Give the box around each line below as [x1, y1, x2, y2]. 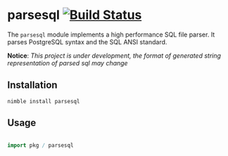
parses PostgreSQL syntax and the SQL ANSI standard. [7, 37, 167, 46]
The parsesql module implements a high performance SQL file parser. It [7, 30, 215, 39]
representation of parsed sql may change [7, 58, 128, 67]
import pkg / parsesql [7, 141, 74, 149]
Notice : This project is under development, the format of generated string [7, 51, 222, 60]
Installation [7, 79, 58, 91]
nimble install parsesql [7, 98, 80, 105]
